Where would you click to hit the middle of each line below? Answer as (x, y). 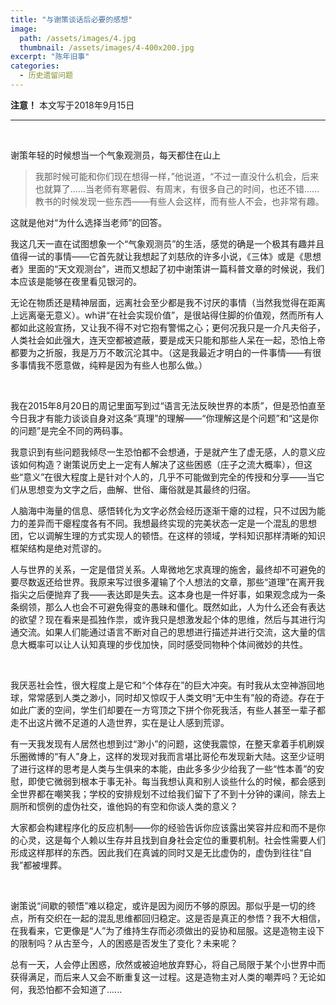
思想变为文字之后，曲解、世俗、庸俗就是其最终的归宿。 (141, 489)
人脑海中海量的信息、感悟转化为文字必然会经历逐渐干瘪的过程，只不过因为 (163, 510)
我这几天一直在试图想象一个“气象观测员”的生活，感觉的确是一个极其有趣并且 (167, 243)
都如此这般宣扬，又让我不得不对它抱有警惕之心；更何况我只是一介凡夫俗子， (168, 327)
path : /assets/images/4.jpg (78, 38)
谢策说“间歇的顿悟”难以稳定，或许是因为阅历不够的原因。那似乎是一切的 (159, 905)
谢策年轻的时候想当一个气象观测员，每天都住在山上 (115, 155)
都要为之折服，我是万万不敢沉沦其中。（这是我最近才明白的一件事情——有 (161, 352)
